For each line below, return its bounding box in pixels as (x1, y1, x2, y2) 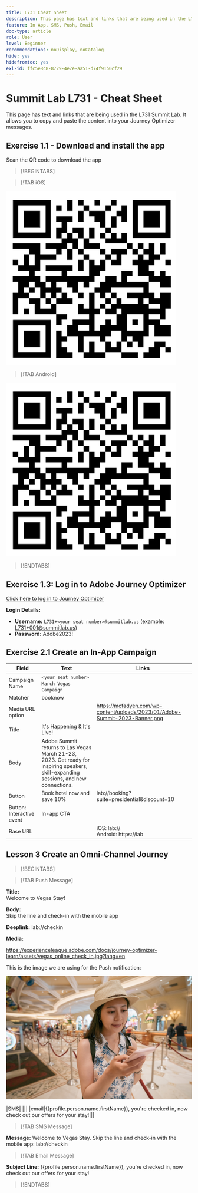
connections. (41, 781, 73, 788)
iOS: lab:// (96, 825, 121, 832)
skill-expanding (41, 769, 80, 776)
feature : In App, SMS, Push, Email (6, 22, 94, 28)
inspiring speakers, (41, 762, 88, 769)
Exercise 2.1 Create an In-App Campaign (6, 647, 157, 657)
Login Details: (6, 607, 41, 614)
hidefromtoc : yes (6, 59, 49, 65)
